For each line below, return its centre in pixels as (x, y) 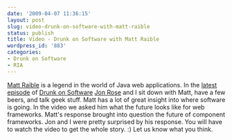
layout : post (26, 20)
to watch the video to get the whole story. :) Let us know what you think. (110, 129)
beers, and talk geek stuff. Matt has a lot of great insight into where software (116, 99)
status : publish (30, 33)
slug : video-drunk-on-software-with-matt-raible (79, 26)
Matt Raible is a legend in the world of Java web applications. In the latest (112, 85)
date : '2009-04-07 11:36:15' (49, 14)
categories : (24, 53)
